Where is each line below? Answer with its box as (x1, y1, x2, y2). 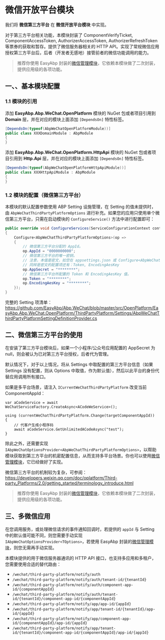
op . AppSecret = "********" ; (23, 267, 80, 272)
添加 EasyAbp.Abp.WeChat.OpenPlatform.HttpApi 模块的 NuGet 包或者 (5, 150, 152, 155)
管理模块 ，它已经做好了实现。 (5, 458, 65, 465)
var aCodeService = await (5, 400, 58, 405)
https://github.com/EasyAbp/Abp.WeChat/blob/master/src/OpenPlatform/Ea (5, 305, 159, 311)
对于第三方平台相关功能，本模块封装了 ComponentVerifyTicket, (5, 32, 133, 38)
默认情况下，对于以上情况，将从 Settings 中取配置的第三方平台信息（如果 (5, 361, 153, 367)
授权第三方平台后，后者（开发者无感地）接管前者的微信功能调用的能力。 (5, 50, 151, 56)
